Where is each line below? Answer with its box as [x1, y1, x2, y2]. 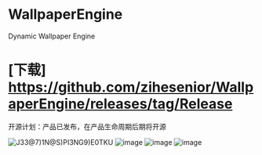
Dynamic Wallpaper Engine [8, 31, 96, 41]
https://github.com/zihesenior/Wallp [8, 78, 254, 96]
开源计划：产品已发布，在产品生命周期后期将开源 [8, 121, 166, 131]
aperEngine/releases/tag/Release [8, 96, 233, 113]
